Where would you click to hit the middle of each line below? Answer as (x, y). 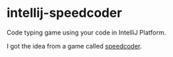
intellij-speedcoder (64, 13)
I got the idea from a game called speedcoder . (74, 46)
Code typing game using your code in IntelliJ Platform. (86, 32)
